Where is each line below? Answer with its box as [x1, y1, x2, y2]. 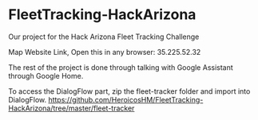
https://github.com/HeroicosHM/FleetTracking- [47, 95, 204, 104]
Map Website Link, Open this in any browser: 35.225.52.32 [8, 47, 201, 56]
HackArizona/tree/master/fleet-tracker [8, 103, 135, 113]
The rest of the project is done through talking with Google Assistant [8, 62, 233, 72]
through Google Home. [8, 71, 84, 80]
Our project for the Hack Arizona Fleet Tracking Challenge [8, 32, 200, 41]
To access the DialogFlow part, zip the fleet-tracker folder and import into [8, 86, 251, 96]
